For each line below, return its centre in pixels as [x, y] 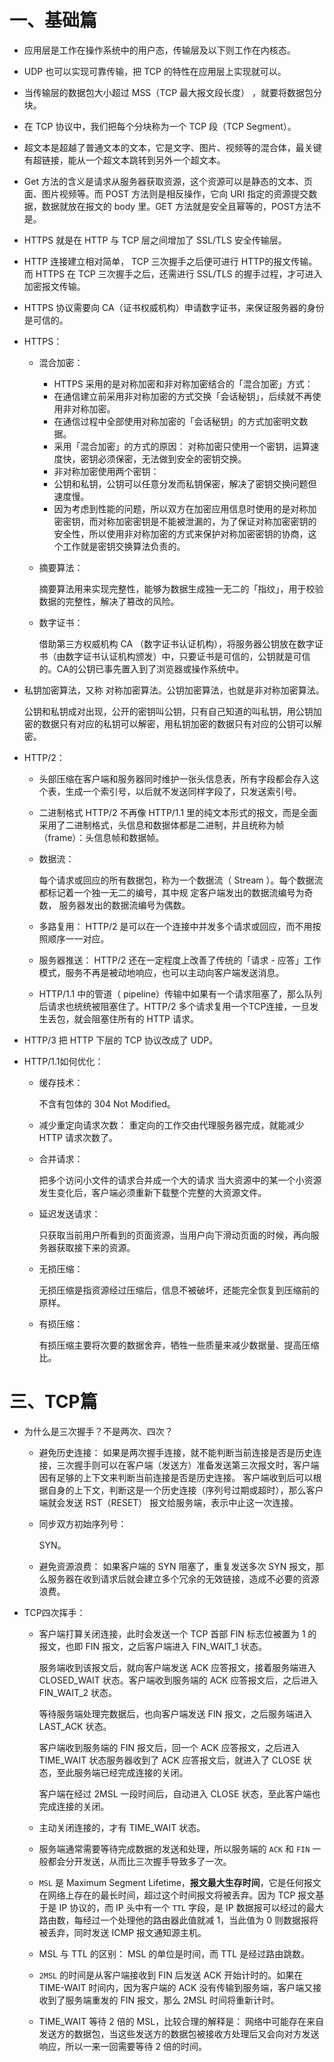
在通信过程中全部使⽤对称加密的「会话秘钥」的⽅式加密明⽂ [176, 421]
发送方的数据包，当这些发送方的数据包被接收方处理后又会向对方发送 [179, 2033]
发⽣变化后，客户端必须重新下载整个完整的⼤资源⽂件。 [152, 1192]
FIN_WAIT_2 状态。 [78, 1692]
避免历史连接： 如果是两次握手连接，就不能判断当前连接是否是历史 [176, 1452]
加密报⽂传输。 [54, 286]
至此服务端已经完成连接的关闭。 [122, 1772]
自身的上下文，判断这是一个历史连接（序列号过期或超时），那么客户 [185, 1490]
